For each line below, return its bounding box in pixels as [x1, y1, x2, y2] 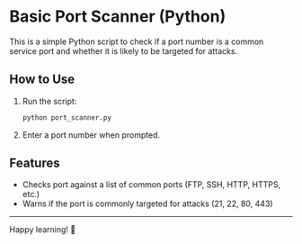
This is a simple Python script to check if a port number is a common [9, 36, 264, 47]
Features [9, 156, 60, 171]
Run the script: [22, 95, 77, 106]
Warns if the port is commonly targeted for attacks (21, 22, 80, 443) [22, 198, 273, 209]
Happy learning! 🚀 [9, 224, 76, 235]
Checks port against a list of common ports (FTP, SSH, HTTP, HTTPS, [22, 179, 281, 190]
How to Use [9, 72, 75, 87]
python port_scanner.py [22, 113, 112, 122]
